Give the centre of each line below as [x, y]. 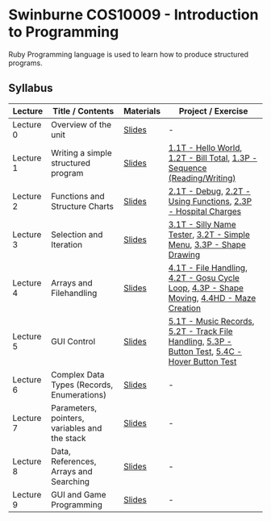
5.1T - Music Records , [211, 321]
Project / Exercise [213, 110]
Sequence [188, 168]
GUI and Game [79, 494]
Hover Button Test [202, 361]
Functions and [78, 196]
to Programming [64, 32]
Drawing [184, 254]
